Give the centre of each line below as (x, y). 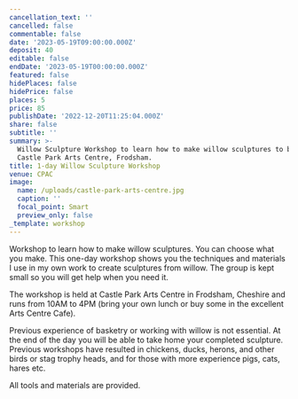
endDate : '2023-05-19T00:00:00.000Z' (79, 67)
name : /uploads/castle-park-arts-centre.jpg (101, 191)
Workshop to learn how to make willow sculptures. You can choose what (142, 248)
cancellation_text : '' (51, 17)
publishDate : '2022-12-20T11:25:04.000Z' (87, 116)
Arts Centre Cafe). (43, 313)
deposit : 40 (31, 51)
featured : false (39, 75)
